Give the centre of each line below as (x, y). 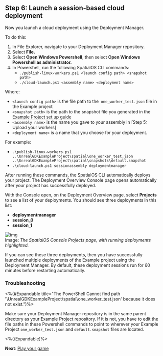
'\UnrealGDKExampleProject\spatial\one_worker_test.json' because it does (80, 299)
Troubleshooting (25, 283)
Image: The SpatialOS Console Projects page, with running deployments (78, 240)
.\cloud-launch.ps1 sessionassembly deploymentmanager (69, 166)
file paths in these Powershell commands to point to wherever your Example (82, 324)
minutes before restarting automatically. (45, 270)
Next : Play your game (27, 349)
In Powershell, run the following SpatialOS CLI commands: (71, 67)
